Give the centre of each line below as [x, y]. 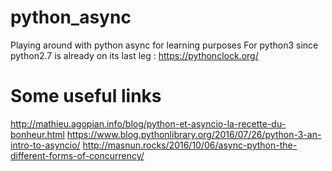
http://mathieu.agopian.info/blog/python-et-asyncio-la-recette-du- [148, 123]
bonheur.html [37, 134]
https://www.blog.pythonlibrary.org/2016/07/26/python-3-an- [194, 134]
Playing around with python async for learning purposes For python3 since [164, 45]
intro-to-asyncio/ [45, 145]
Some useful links [86, 96]
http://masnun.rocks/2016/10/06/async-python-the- [190, 145]
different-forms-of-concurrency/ [77, 155]
